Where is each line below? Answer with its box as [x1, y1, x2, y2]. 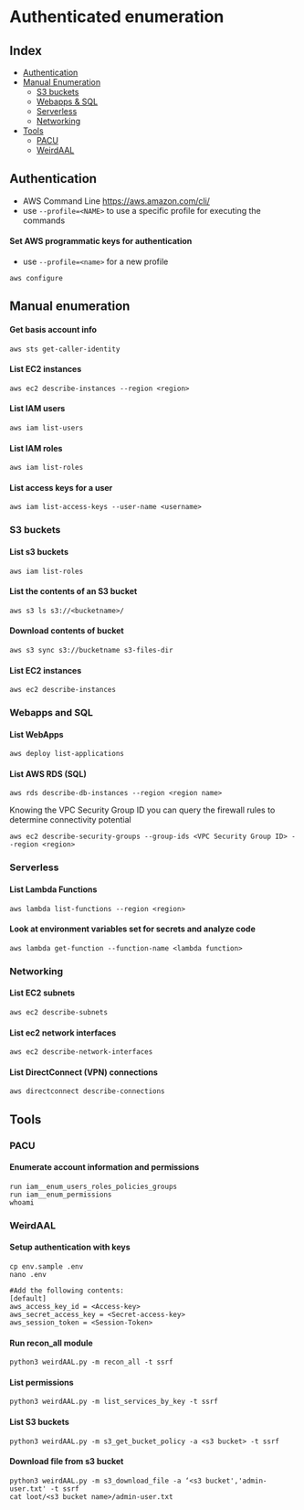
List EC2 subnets [9, 987, 76, 998]
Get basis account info [9, 324, 98, 335]
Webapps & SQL [36, 96, 99, 107]
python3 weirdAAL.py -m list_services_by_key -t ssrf [9, 1397, 219, 1407]
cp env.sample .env [9, 1261, 84, 1271]
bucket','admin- [204, 1476, 267, 1485]
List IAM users [9, 403, 66, 414]
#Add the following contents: [9, 1286, 125, 1295]
